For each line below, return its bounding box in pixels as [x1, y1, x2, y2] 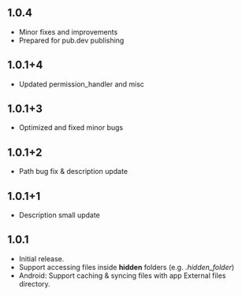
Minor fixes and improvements [18, 27, 118, 36]
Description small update [18, 210, 100, 220]
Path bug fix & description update [18, 167, 128, 176]
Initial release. [18, 253, 65, 263]
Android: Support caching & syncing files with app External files [18, 271, 226, 280]
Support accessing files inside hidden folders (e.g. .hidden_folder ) [18, 262, 235, 272]
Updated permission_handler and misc [18, 79, 145, 89]
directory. [18, 279, 50, 288]
